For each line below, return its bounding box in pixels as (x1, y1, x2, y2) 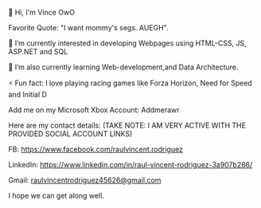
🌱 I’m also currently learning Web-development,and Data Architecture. (8, 62, 239, 72)
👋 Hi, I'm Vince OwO (8, 8, 76, 17)
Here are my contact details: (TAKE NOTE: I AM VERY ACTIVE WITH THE (8, 120, 247, 130)
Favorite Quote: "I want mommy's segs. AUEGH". (8, 23, 169, 32)
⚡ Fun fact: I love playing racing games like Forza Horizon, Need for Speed (8, 78, 252, 88)
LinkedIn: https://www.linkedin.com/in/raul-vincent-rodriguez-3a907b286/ (8, 160, 253, 169)
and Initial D (8, 90, 48, 99)
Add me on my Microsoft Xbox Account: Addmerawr (8, 105, 181, 115)
